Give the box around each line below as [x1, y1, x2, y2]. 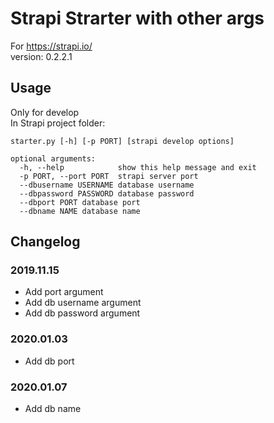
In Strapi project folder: [10, 117, 106, 129]
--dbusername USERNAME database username [19, 180, 195, 190]
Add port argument [24, 286, 104, 298]
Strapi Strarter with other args [10, 7, 265, 30]
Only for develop [10, 106, 80, 118]
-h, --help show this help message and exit [19, 162, 257, 172]
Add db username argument [24, 297, 142, 309]
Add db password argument [24, 307, 141, 319]
